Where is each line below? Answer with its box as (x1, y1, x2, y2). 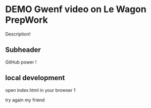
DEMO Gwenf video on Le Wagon (5, 4, 146, 15)
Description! (5, 31, 31, 37)
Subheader (5, 45, 41, 54)
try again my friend (5, 97, 45, 103)
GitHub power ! (5, 59, 37, 65)
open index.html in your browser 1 (5, 87, 76, 93)
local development (5, 74, 65, 82)
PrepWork (5, 14, 48, 26)
